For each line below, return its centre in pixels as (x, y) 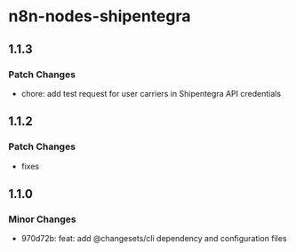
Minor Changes (42, 219)
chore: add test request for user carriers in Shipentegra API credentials (151, 93)
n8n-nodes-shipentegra (100, 16)
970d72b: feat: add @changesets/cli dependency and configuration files (154, 239)
